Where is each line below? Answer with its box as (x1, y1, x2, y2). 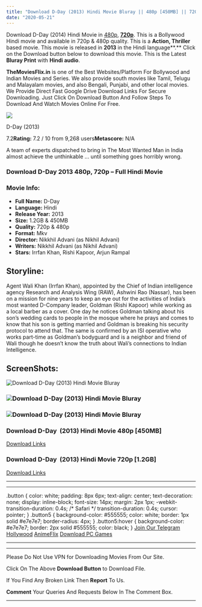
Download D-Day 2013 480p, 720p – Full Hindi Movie (6, 168, 164, 176)
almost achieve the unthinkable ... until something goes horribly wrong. (6, 153, 182, 160)
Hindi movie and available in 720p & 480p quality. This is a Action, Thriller (6, 37, 191, 45)
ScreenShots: (6, 363, 59, 374)
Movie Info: (6, 184, 40, 193)
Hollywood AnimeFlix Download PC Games (6, 530, 112, 537)
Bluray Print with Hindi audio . (6, 57, 80, 64)
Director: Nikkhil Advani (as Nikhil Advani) (14, 236, 120, 243)
